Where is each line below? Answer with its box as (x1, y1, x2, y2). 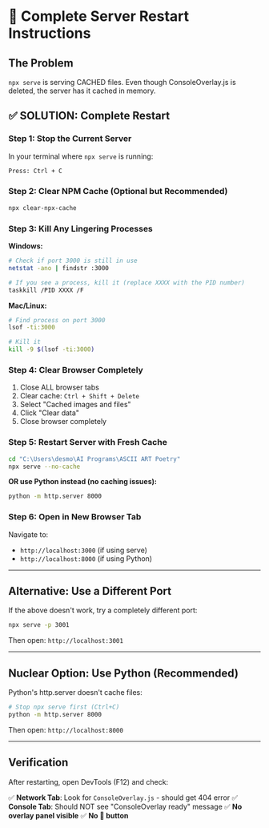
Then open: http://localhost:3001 (8, 636, 124, 645)
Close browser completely (19, 417, 106, 426)
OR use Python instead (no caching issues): (8, 477, 158, 487)
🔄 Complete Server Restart (8, 7, 190, 26)
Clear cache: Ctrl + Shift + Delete (19, 391, 140, 401)
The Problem (8, 56, 74, 70)
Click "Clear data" (19, 408, 80, 418)
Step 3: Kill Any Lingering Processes (8, 223, 154, 234)
